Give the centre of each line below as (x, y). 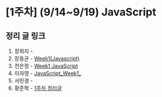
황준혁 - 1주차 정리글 (38, 88)
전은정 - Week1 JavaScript (46, 66)
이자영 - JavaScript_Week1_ (48, 73)
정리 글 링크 (26, 36)
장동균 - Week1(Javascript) (47, 59)
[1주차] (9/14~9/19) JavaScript (81, 12)
